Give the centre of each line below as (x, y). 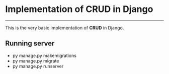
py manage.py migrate (36, 60)
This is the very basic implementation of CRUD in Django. (65, 27)
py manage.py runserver (38, 66)
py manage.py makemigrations (45, 55)
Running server (30, 43)
